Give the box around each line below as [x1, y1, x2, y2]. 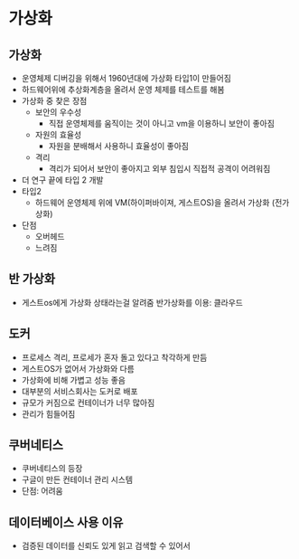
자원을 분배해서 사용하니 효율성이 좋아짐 [48, 141, 189, 151]
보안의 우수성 [34, 107, 82, 118]
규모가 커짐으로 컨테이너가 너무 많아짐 [21, 397, 155, 408]
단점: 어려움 [21, 486, 64, 497]
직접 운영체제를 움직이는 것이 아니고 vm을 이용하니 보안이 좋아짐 [48, 118, 275, 128]
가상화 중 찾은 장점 [21, 96, 88, 106]
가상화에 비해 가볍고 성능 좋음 [21, 374, 126, 385]
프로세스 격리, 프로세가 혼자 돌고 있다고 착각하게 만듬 [21, 352, 208, 363]
